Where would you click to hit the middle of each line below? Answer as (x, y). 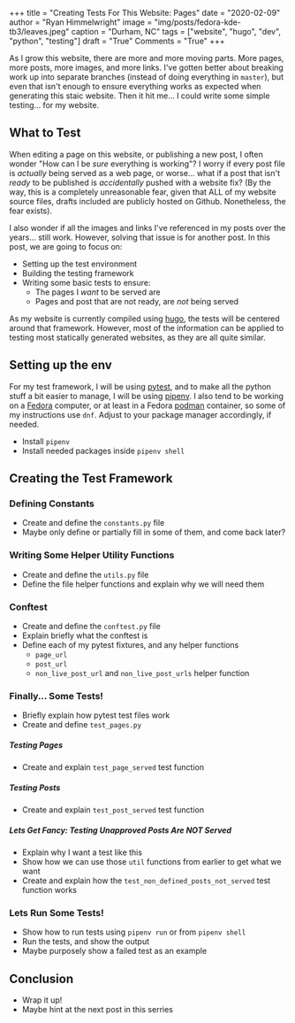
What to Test (45, 133)
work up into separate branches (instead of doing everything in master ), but (147, 77)
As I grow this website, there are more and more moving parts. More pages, (147, 58)
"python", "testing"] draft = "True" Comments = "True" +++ (117, 41)
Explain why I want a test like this (82, 852)
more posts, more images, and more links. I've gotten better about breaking (147, 67)
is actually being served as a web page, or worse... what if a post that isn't (145, 173)
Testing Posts (35, 788)
